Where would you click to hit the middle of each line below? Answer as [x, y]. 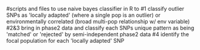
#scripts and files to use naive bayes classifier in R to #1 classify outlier [95, 9]
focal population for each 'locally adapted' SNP [65, 41]
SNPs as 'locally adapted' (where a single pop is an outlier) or [84, 15]
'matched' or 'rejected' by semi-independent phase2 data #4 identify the [98, 34]
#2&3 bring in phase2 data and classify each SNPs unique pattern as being [100, 28]
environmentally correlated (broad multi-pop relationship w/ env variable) [98, 21]
